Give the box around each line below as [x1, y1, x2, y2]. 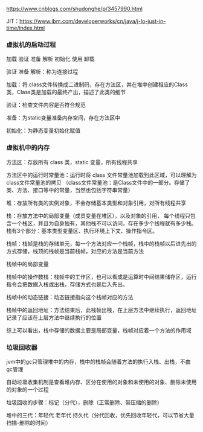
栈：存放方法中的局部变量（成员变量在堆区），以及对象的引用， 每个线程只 [6, 212, 190, 219]
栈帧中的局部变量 [6, 260, 49, 267]
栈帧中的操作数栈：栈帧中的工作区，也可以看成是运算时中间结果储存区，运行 [6, 273, 197, 280]
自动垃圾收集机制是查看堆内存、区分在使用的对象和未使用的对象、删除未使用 [6, 378, 197, 386]
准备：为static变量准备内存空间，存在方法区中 [6, 114, 121, 121]
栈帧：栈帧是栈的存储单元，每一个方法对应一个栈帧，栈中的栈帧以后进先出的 [6, 240, 197, 247]
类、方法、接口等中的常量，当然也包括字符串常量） [6, 186, 134, 194]
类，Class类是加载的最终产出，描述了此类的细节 [6, 89, 126, 96]
